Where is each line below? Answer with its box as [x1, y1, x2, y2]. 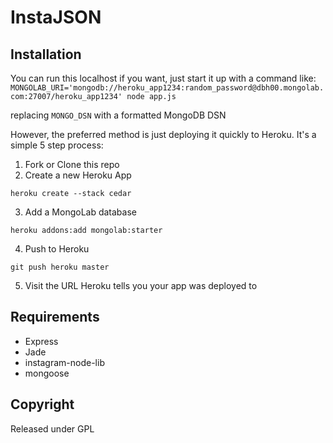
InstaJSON [10, 6, 102, 29]
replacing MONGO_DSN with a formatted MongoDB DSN [10, 109, 227, 121]
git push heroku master [10, 262, 110, 272]
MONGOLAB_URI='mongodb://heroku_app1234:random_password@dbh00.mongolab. [10, 83, 325, 93]
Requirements [10, 309, 100, 326]
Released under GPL [10, 422, 95, 435]
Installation [10, 46, 82, 63]
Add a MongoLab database [24, 206, 137, 218]
